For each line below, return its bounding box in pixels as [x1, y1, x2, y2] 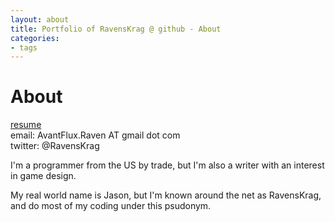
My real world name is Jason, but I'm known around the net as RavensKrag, [10, 189, 322, 201]
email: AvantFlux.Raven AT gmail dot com [10, 129, 181, 141]
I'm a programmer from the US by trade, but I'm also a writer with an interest [10, 159, 325, 171]
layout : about [10, 14, 70, 25]
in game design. [10, 170, 77, 182]
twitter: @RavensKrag [10, 140, 100, 152]
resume [10, 119, 42, 131]
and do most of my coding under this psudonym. [10, 200, 212, 212]
